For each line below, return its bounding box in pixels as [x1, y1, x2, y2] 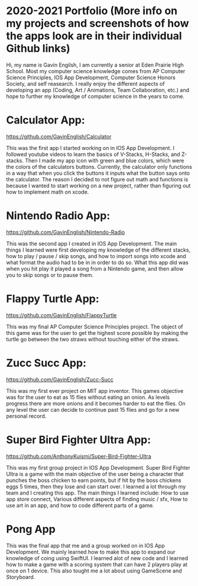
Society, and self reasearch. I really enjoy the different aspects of [6, 80, 165, 87]
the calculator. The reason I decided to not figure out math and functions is [6, 175, 189, 183]
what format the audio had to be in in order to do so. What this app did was [6, 259, 189, 266]
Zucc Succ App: [6, 356, 87, 370]
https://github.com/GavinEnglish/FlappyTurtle [6, 311, 117, 318]
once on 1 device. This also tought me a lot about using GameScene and [6, 567, 182, 574]
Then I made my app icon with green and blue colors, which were [24, 157, 184, 164]
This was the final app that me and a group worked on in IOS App [6, 542, 165, 549]
